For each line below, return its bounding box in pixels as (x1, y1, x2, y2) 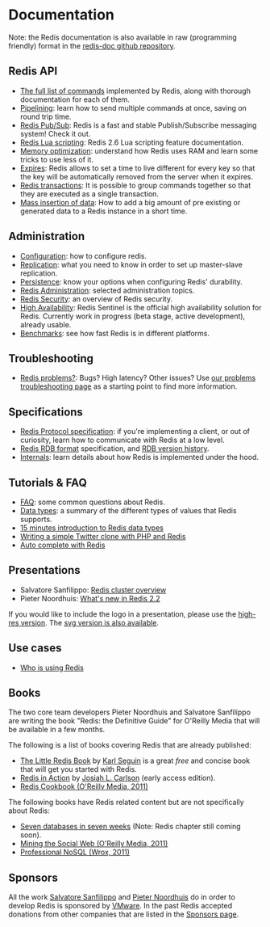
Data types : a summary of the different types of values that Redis (19, 506, 237, 515)
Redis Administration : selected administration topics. (19, 285, 195, 295)
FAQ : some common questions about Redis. (19, 497, 165, 507)
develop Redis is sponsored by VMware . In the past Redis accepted (8, 901, 232, 911)
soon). (19, 830, 42, 840)
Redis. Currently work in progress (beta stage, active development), (19, 311, 246, 321)
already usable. (19, 319, 72, 329)
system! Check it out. (19, 129, 91, 138)
